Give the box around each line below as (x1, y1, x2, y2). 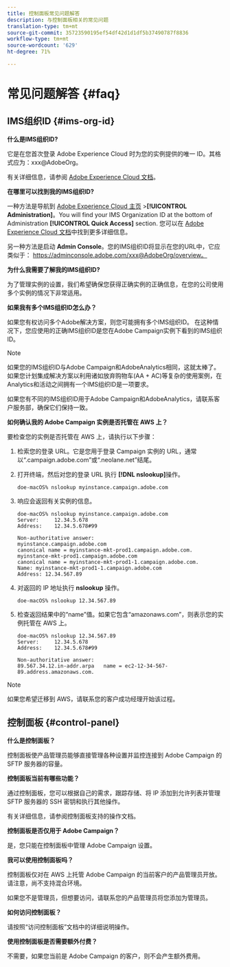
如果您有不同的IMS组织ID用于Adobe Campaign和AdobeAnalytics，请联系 (7, 394, 214, 402)
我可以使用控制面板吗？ (7, 856, 73, 864)
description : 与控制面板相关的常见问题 (7, 16, 108, 23)
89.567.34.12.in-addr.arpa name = (16, 662, 122, 670)
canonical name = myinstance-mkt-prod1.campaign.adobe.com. (16, 547, 193, 554)
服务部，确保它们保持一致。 (12, 403, 91, 411)
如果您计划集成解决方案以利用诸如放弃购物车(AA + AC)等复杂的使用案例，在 (7, 372, 222, 380)
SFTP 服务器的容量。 (7, 760, 67, 768)
